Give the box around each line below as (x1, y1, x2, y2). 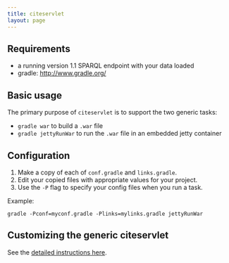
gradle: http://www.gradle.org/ (17, 69, 107, 77)
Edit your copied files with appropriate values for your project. (17, 175, 198, 184)
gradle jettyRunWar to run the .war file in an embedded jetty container (17, 129, 222, 138)
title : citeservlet (7, 10, 65, 18)
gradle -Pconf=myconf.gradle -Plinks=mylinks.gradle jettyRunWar (7, 210, 203, 217)
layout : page (7, 17, 46, 24)
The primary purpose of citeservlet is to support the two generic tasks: (7, 108, 218, 117)
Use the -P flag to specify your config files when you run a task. (17, 183, 203, 191)
